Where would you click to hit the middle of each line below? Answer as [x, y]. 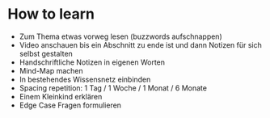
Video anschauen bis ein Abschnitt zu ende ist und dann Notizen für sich [140, 44]
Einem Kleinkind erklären [61, 96]
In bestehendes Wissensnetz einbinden [85, 79]
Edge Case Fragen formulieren [70, 105]
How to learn [51, 14]
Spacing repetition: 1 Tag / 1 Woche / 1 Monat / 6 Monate [113, 88]
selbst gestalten [46, 53]
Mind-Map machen [51, 70]
